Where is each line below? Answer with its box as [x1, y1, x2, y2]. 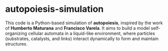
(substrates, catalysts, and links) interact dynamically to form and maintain [5, 36, 159, 42]
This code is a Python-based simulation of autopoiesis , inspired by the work [5, 20, 163, 26]
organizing [5, 30, 27, 36]
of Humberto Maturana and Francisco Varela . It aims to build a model [5, 25, 150, 31]
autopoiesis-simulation [5, 3, 104, 15]
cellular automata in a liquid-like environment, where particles [28, 30, 155, 36]
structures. [5, 41, 27, 47]
